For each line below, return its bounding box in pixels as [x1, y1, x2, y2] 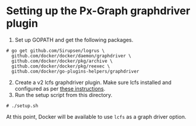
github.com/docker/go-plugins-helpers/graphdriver [11, 68, 140, 75]
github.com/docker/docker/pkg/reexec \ [11, 63, 110, 69]
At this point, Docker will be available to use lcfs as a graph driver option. [6, 113, 186, 120]
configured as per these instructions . [14, 85, 106, 92]
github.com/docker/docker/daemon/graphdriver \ [11, 53, 132, 59]
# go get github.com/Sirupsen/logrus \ [6, 47, 105, 54]
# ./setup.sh [6, 102, 39, 109]
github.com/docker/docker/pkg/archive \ [11, 58, 113, 64]
